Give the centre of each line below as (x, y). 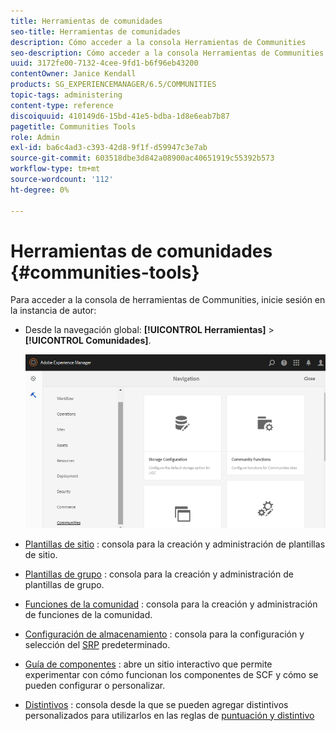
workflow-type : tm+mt (55, 169)
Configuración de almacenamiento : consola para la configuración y (164, 634)
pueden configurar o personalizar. (95, 685)
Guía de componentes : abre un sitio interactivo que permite (148, 664)
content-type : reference (62, 105)
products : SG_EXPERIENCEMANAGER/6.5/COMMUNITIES (113, 85)
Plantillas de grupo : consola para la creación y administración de (159, 574)
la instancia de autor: (53, 311)
